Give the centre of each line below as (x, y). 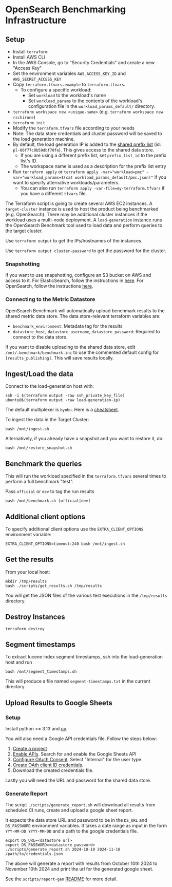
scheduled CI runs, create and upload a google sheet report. (69, 810)
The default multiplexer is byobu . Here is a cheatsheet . (62, 410)
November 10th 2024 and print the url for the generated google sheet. (79, 869)
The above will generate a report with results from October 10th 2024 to (81, 863)
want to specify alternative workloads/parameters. (66, 183)
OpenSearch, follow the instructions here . (49, 286)
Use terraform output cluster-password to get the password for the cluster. (86, 251)
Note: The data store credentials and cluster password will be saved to (88, 134)
